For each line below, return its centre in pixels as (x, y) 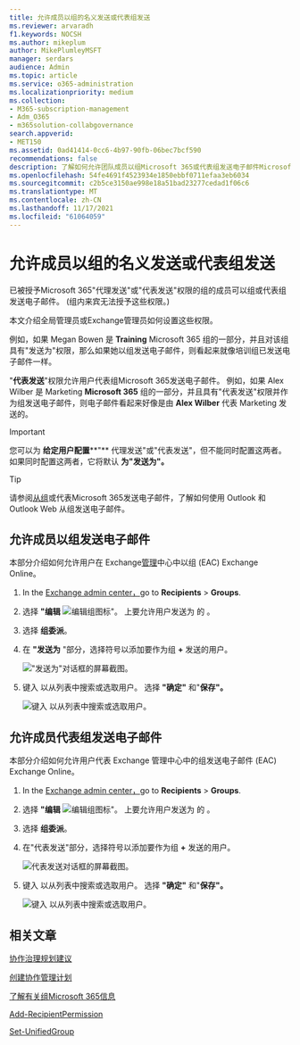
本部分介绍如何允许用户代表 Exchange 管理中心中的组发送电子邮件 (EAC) (143, 760)
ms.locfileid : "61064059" (57, 216)
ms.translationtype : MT (54, 192)
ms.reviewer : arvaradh (51, 26)
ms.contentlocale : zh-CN (55, 200)
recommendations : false (54, 158)
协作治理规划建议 (41, 958)
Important (27, 431)
